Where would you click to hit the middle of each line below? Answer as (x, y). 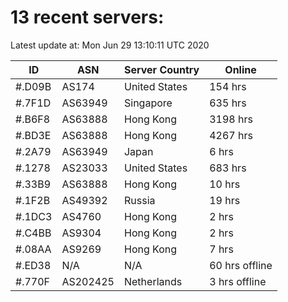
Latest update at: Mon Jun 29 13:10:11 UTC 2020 (110, 45)
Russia (139, 200)
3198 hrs (231, 119)
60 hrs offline (241, 265)
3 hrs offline (238, 281)
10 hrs (225, 184)
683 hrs (228, 168)
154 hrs (228, 86)
